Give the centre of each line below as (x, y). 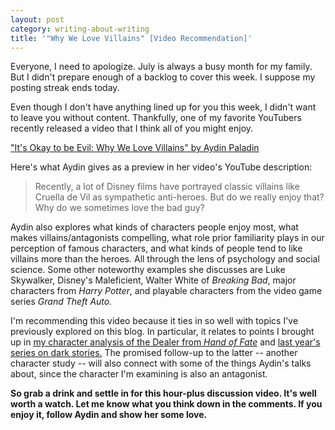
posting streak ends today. (65, 88)
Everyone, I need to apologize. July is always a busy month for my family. (161, 67)
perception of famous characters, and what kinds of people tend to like (156, 248)
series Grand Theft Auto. (61, 302)
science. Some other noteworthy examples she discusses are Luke (148, 270)
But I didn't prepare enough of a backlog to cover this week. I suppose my (163, 77)
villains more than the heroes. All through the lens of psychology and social (165, 259)
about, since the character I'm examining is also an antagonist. (139, 374)
